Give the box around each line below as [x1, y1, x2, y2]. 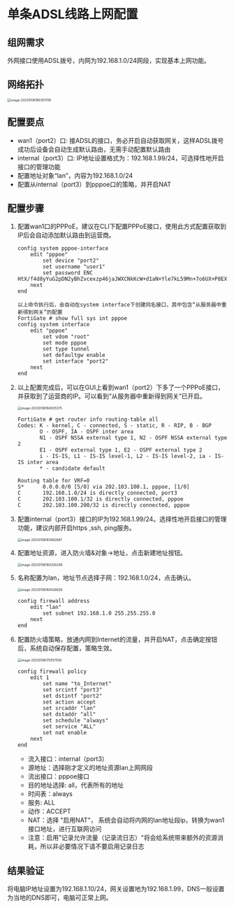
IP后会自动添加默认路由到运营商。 [17, 231, 115, 239]
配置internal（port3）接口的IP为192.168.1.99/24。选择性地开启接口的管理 [17, 515, 227, 524]
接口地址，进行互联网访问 [27, 825, 102, 833]
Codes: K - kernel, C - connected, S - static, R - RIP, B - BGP [17, 422, 212, 429]
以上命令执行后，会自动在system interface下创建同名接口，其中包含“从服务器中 [17, 302, 222, 309]
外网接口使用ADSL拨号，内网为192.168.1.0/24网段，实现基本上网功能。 [7, 57, 211, 64]
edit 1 [30, 674, 50, 681]
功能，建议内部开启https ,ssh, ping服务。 [17, 524, 136, 532]
